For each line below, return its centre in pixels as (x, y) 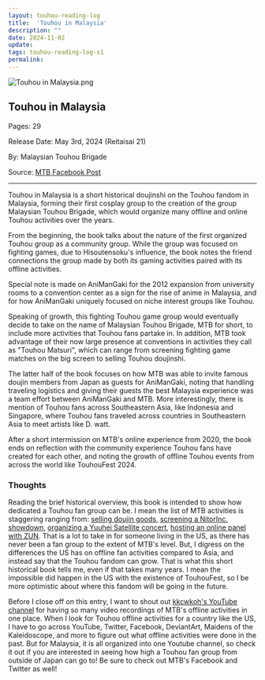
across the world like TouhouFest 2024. (72, 464)
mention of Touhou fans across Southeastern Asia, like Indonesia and (121, 407)
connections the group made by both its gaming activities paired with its (125, 260)
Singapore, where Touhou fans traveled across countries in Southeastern (127, 415)
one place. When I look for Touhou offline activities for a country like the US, (132, 618)
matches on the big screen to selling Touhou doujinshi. (97, 358)
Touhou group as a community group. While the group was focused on (123, 244)
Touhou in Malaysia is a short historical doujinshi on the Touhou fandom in (129, 195)
